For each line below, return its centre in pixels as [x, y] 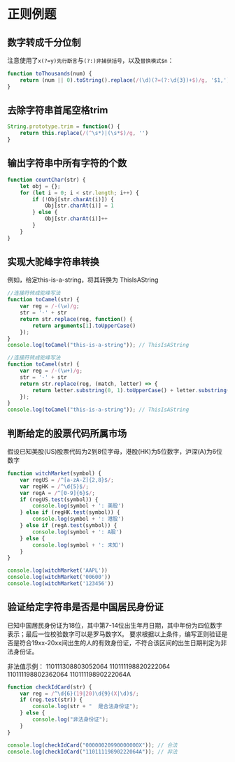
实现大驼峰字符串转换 [53, 262]
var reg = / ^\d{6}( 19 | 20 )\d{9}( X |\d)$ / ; [79, 693]
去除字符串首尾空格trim [58, 110]
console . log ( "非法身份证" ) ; [71, 720]
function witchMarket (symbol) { [54, 473]
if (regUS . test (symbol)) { [59, 499]
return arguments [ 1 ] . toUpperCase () [84, 326]
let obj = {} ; [40, 186]
